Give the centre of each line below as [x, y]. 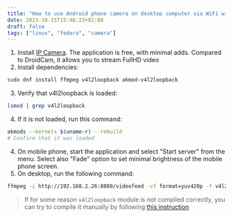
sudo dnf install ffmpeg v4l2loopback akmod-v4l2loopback [93, 80]
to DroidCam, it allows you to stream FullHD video [88, 60]
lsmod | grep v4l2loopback [46, 106]
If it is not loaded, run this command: [70, 119]
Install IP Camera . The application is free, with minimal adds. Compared [119, 53]
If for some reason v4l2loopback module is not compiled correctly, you [124, 199]
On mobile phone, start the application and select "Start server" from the [121, 151]
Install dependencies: [48, 67]
